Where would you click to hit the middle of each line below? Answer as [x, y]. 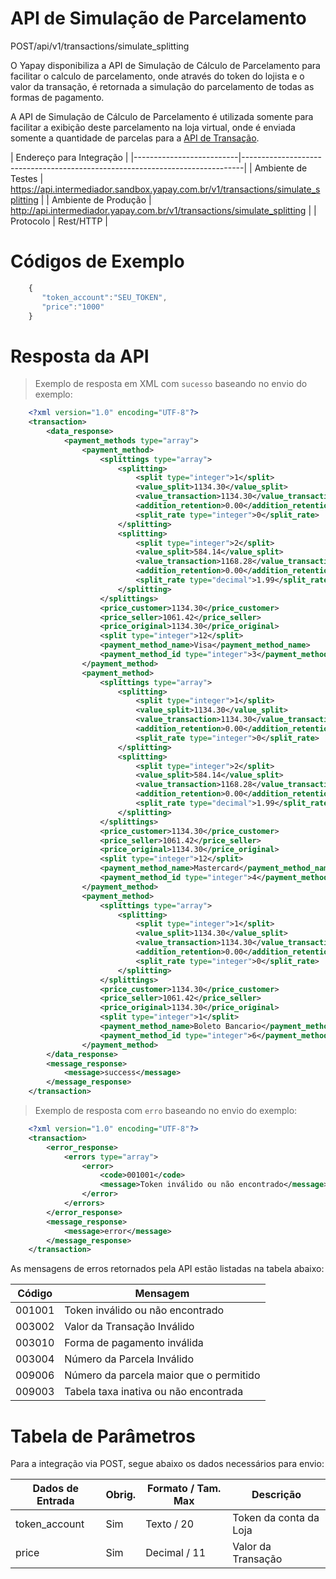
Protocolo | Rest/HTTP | [59, 221]
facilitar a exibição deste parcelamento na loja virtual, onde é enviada [153, 127]
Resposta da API [80, 356]
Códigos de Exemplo [97, 261]
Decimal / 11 [176, 1553]
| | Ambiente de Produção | [96, 199]
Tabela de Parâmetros [103, 1436]
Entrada [55, 1501]
